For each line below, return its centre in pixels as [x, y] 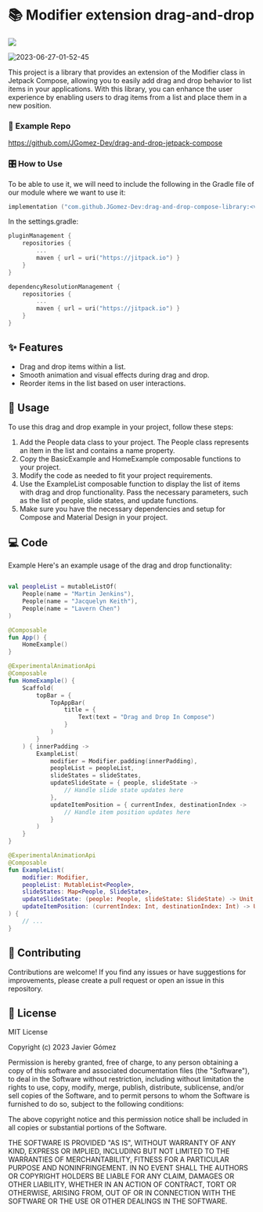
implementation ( [36, 206]
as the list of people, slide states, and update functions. [109, 500]
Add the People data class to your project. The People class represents [134, 442]
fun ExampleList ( [36, 870]
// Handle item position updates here [127, 812]
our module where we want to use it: [67, 192]
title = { [80, 710]
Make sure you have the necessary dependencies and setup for [122, 509]
